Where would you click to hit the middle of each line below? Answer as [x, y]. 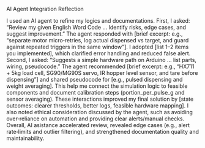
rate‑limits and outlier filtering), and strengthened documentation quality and [103, 132]
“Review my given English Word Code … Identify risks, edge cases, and [96, 27]
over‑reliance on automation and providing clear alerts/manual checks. [95, 119]
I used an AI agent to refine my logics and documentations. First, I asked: [98, 21]
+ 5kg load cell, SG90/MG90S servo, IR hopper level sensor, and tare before [102, 73]
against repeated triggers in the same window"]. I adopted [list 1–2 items [98, 47]
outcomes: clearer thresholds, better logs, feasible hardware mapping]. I [97, 106]
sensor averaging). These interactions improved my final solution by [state [100, 99]
